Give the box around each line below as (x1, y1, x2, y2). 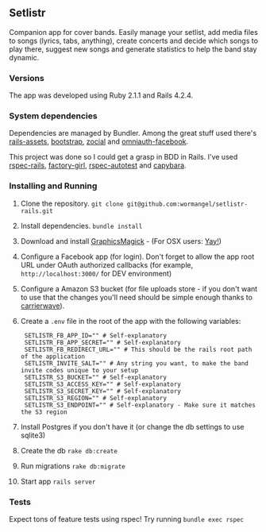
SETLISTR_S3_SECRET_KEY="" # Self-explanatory (24, 387, 181, 395)
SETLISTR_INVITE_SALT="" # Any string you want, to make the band (24, 359, 249, 368)
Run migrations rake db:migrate (20, 461, 126, 471)
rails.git (20, 206, 54, 215)
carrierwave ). (20, 301, 65, 310)
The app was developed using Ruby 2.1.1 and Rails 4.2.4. (9, 91, 194, 100)
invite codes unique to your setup (20, 366, 139, 374)
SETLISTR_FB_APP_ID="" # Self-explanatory (24, 331, 168, 340)
